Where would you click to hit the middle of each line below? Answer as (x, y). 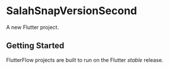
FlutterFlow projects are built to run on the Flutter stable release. (85, 60)
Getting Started (35, 46)
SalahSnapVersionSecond (72, 11)
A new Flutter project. (33, 27)
